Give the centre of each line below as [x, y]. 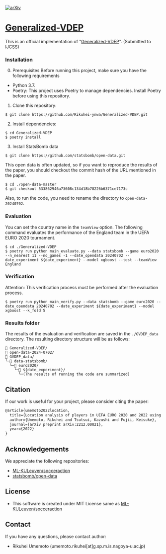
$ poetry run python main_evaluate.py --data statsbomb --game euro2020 [82, 251]
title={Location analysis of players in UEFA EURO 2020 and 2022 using [85, 415]
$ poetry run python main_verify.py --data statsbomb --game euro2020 [80, 302]
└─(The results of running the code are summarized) [74, 374]
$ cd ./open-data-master [31, 185]
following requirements [36, 76]
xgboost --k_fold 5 [25, 311]
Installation [19, 60]
